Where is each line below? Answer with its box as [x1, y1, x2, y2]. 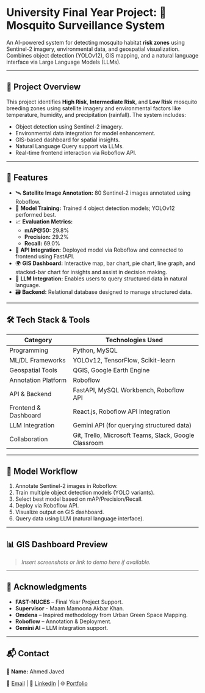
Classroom [73, 439, 104, 448]
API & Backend [9, 390, 52, 399]
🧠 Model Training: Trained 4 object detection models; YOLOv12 [15, 204, 175, 212]
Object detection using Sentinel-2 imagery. [15, 122, 123, 130]
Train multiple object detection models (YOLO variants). [15, 489, 155, 496]
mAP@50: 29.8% [24, 227, 69, 234]
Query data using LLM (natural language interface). [15, 515, 145, 522]
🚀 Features [6, 173, 48, 183]
